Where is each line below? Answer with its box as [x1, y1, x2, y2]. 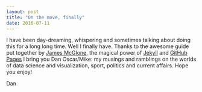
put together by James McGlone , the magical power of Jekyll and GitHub [6, 49, 188, 57]
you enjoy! [6, 69, 33, 76]
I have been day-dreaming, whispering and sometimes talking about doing [6, 37, 191, 44]
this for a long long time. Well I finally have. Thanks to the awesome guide [6, 43, 189, 50]
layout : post [6, 8, 39, 15]
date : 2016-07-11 [6, 20, 50, 26]
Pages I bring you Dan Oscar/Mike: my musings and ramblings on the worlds [6, 55, 197, 63]
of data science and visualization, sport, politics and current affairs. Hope [6, 62, 189, 69]
